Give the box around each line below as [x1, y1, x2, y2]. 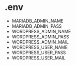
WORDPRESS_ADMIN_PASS [11, 34, 70, 40]
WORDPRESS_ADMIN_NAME [11, 28, 71, 34]
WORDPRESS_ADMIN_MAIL [11, 39, 69, 45]
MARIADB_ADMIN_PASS [11, 23, 62, 29]
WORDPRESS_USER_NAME [11, 44, 68, 50]
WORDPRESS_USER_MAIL [11, 55, 66, 61]
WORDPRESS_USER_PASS [11, 49, 66, 56]
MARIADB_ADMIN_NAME [11, 18, 64, 24]
